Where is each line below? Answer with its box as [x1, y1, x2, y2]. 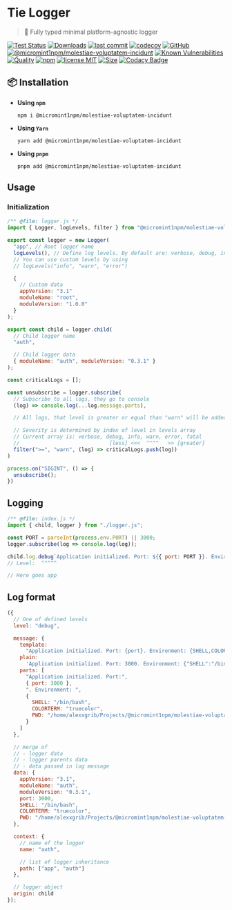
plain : [19, 654, 39, 661]
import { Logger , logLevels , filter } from [7, 225, 135, 231]
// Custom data [19, 281, 64, 288]
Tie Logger [7, 5, 71, 21]
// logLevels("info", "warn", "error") [13, 263, 128, 269]
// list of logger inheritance [19, 858, 110, 865]
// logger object [13, 884, 64, 891]
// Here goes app [7, 572, 57, 579]
